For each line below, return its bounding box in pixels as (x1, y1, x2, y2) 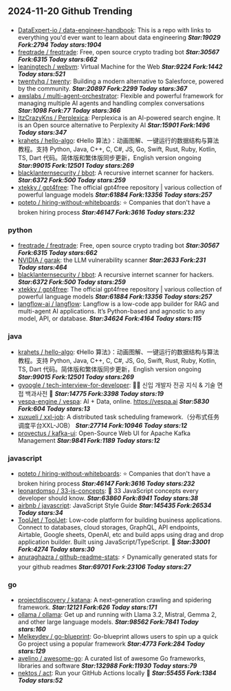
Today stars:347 (17, 129, 67, 137)
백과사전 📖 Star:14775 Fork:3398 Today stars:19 (25, 389, 164, 397)
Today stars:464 (17, 263, 67, 271)
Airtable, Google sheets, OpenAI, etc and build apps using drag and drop (17, 531, 224, 539)
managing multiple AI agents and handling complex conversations (17, 99, 205, 107)
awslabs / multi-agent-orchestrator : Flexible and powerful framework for (17, 92, 224, 100)
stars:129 (17, 646, 46, 655)
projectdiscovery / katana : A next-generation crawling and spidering (17, 595, 212, 604)
